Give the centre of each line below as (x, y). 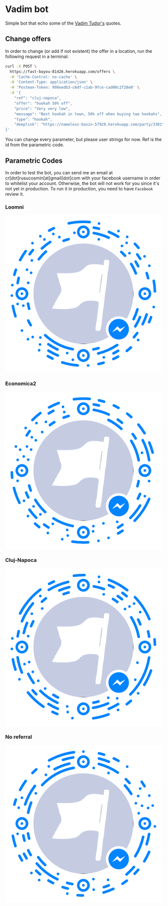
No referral (19, 737)
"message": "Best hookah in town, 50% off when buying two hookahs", (88, 114)
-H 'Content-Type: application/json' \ (51, 82)
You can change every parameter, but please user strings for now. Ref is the (83, 140)
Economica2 (21, 384)
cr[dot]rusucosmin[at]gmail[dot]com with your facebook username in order (83, 178)
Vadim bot (27, 9)
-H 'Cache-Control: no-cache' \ (43, 77)
